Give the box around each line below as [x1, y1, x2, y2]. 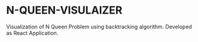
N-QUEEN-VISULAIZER [6, 4, 123, 17]
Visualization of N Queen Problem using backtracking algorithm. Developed [6, 23, 193, 30]
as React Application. [6, 29, 59, 36]
